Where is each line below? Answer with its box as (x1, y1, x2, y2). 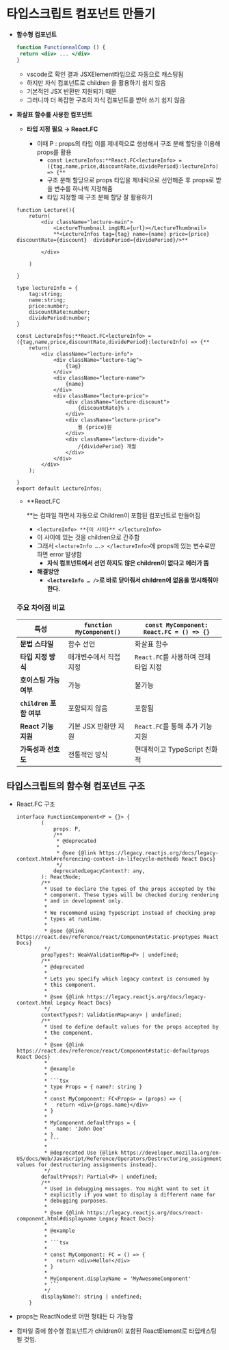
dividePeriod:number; (29, 315, 90, 321)
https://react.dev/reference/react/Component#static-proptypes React (16, 933, 219, 940)
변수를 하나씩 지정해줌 (54, 184, 113, 193)
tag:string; (29, 291, 63, 297)
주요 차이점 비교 (16, 603, 66, 613)
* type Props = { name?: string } (44, 1083, 143, 1090)
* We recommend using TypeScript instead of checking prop (44, 909, 216, 916)
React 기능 (19, 721, 54, 731)
